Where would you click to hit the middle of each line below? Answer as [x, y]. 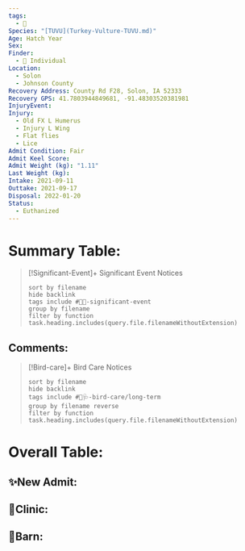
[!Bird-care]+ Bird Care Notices [80, 367]
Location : [25, 69]
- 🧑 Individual [41, 61]
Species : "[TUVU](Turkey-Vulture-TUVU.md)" [83, 31]
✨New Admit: [43, 482]
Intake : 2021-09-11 [41, 181]
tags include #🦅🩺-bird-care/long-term [94, 397]
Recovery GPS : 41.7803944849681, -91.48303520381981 [99, 98]
